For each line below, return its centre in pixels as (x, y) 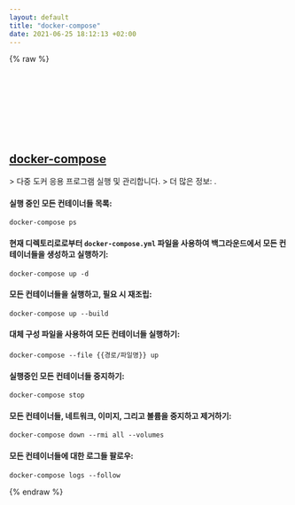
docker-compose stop (47, 395)
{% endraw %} (36, 492)
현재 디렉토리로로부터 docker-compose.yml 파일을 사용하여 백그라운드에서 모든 (143, 243)
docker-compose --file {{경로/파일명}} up (84, 355)
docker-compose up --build (59, 314)
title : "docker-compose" (55, 26)
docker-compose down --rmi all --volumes (87, 435)
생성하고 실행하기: (78, 254)
